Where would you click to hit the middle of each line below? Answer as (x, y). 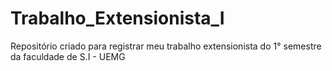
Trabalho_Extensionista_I (117, 18)
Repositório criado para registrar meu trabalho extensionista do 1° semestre (166, 46)
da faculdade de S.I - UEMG (68, 56)
